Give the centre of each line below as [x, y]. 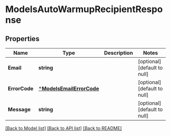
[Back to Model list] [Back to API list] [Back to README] [64, 128]
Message [19, 109]
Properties [22, 39]
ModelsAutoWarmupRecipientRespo [84, 9]
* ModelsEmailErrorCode [69, 88]
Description [119, 53]
